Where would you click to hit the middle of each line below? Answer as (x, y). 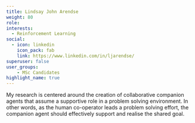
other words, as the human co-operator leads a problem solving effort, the (97, 108)
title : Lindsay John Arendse (42, 12)
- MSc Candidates (38, 72)
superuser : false (28, 61)
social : (16, 39)
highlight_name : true (33, 78)
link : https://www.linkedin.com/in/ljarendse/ (76, 56)
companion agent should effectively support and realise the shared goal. (95, 114)
